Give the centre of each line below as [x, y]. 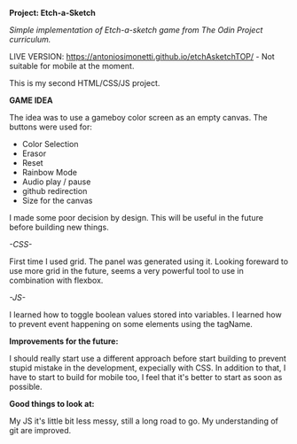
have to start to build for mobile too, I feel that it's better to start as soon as [146, 377]
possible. [26, 386]
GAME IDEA [31, 100]
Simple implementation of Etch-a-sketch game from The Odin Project [136, 30]
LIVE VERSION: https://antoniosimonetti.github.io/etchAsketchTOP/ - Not [142, 56]
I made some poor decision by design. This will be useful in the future [137, 218]
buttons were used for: [51, 127]
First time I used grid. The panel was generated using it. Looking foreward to [149, 261]
